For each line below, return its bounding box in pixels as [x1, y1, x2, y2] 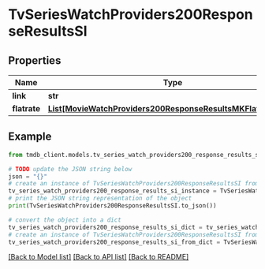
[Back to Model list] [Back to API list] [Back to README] [8, 252, 189, 262]
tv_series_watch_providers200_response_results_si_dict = [8, 223, 203, 231]
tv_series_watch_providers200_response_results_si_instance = [8, 187, 217, 195]
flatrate [12, 103, 41, 114]
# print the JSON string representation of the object [8, 195, 192, 203]
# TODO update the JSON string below [8, 165, 132, 173]
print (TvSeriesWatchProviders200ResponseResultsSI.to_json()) [8, 202, 217, 210]
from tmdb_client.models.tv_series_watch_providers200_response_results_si [8, 151, 263, 159]
